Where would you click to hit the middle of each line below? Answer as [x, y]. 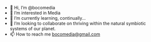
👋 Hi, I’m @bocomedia [32, 8]
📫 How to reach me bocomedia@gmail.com [55, 34]
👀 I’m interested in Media [35, 13]
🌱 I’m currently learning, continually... [48, 18]
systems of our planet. [33, 29]
